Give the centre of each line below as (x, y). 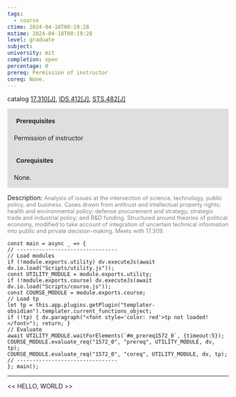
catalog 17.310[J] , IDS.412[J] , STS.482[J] (67, 99)
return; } (56, 324)
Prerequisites (36, 121)
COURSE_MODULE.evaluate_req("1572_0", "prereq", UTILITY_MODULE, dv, (111, 342)
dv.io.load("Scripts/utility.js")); (61, 268)
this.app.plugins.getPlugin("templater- (96, 305)
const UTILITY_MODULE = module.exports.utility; (80, 275)
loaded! (198, 318)
